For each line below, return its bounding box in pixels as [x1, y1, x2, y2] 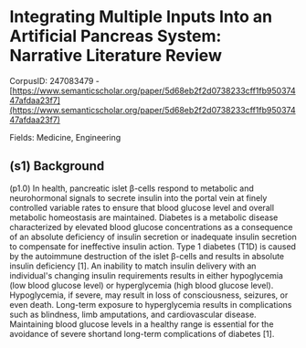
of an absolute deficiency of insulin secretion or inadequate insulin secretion [9, 231, 297, 242]
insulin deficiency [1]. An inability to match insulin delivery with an [9, 260, 257, 271]
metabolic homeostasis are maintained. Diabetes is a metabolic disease [9, 212, 279, 223]
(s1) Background [9, 158, 105, 174]
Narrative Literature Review [9, 46, 222, 66]
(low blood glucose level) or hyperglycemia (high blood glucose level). [9, 279, 274, 290]
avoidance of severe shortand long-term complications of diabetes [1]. [9, 328, 275, 339]
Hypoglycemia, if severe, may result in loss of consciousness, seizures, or [9, 290, 289, 301]
